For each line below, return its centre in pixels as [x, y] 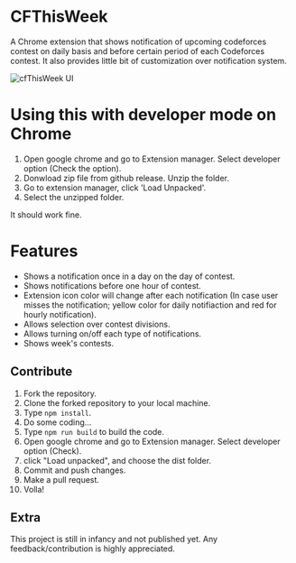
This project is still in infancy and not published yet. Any [114, 540]
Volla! [33, 489]
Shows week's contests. [69, 343]
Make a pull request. [61, 479]
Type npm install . [57, 412]
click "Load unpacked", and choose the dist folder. [117, 460]
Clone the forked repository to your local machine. [117, 402]
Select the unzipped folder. [74, 197]
